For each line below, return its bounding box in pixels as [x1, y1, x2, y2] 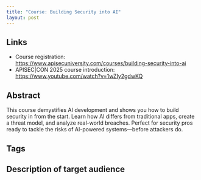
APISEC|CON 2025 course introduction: [15, 66, 115, 74]
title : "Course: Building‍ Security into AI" [6, 9, 121, 15]
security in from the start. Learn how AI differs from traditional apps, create [6, 113, 195, 120]
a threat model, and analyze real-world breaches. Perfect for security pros [6, 119, 193, 126]
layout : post [6, 15, 40, 21]
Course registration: [15, 53, 66, 61]
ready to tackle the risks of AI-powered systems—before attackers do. [6, 126, 183, 133]
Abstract [6, 90, 41, 100]
